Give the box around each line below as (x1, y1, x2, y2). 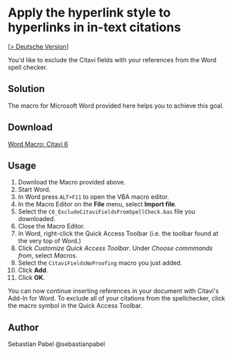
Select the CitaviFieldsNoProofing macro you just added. (17, 259, 183, 267)
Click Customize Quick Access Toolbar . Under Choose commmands (17, 244, 213, 253)
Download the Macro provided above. (17, 178, 126, 186)
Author (8, 321, 39, 333)
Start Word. (17, 185, 51, 194)
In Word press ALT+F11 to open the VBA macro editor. (17, 193, 169, 201)
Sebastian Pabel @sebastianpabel (8, 340, 105, 348)
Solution (8, 83, 45, 95)
